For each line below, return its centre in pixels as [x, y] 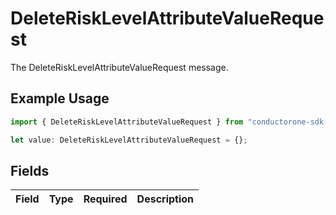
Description [165, 199]
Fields [30, 170]
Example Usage [60, 98]
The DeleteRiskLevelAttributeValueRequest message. [119, 67]
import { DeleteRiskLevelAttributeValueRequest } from [127, 122]
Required [105, 199]
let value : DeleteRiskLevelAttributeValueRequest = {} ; [129, 140]
